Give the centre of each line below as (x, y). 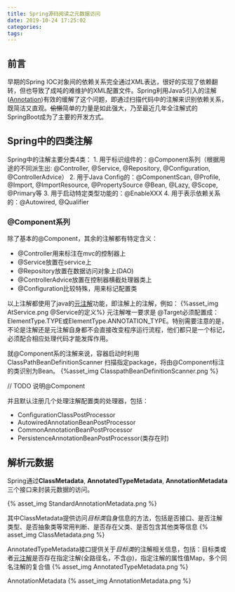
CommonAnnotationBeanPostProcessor (75, 430)
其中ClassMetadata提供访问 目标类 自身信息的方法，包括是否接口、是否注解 (115, 518)
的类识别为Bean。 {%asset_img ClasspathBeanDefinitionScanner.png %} (113, 371)
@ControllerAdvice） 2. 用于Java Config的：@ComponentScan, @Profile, (114, 177)
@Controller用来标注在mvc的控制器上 (72, 254)
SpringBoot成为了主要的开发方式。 (57, 117)
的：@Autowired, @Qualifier (48, 202)
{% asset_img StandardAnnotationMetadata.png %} (82, 504)
